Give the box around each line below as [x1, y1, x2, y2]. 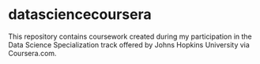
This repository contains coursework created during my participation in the [8, 32, 253, 41]
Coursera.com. [8, 48, 57, 58]
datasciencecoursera [8, 6, 152, 24]
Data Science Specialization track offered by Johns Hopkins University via [8, 40, 251, 49]
